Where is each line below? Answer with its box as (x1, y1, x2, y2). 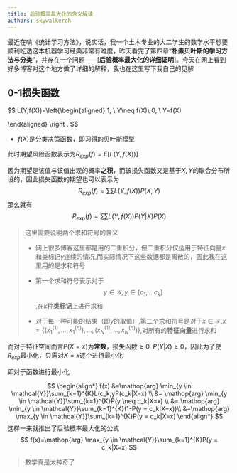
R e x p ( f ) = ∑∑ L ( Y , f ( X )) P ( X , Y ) (77, 186, 161, 196)
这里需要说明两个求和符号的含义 (24, 228, 118, 237)
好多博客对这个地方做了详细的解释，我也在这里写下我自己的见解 (7, 64, 194, 73)
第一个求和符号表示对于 (35, 276, 104, 285)
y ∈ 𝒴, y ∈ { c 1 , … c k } (103, 287, 163, 298)
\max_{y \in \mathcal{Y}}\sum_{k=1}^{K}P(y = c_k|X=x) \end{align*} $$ (15, 412, 224, 420)
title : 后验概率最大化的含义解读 (7, 10, 94, 18)
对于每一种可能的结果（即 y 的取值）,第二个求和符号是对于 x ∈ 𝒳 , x (35, 317, 226, 325)
